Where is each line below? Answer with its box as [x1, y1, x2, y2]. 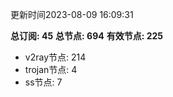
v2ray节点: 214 [24, 51, 87, 63]
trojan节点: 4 [24, 64, 78, 75]
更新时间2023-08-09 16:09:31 [10, 9, 134, 20]
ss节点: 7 [24, 76, 63, 88]
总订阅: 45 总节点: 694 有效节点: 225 [10, 30, 164, 42]
